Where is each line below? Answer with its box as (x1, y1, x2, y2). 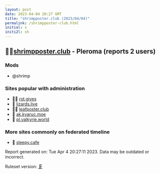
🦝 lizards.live (12, 101, 38, 107)
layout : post (5, 7, 32, 12)
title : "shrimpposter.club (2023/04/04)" (5, 16, 90, 21)
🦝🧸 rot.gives (12, 96, 37, 101)
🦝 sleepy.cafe (12, 140, 40, 145)
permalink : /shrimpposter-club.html (5, 20, 79, 26)
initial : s (5, 25, 27, 30)
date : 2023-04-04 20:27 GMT (5, 12, 62, 16)
